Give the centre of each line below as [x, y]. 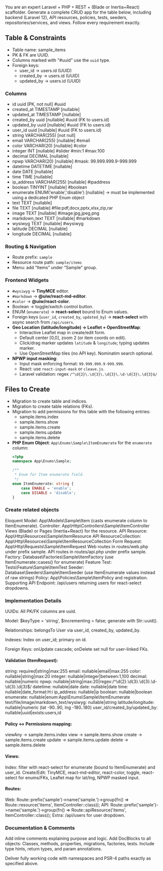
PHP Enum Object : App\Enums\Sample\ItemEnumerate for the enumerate [82, 443]
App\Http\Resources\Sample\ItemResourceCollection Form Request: [74, 541]
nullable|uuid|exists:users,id [33, 713]
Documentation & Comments [40, 828]
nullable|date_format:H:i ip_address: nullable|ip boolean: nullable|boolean [79, 692]
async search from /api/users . [43, 322]
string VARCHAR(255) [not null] [44, 135]
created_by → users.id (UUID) [49, 76]
